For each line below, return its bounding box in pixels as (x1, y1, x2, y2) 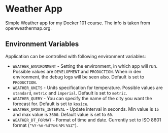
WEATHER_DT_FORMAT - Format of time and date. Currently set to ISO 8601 (12, 117, 161, 123)
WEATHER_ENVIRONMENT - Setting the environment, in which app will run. (12, 63, 158, 69)
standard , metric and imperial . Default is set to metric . (12, 90, 127, 96)
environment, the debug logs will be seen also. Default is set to (12, 74, 145, 80)
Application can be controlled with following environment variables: (5, 53, 146, 59)
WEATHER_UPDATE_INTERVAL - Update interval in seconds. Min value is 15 (12, 106, 159, 112)
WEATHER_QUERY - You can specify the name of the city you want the (12, 95, 152, 101)
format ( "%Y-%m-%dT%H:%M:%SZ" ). (12, 122, 78, 128)
